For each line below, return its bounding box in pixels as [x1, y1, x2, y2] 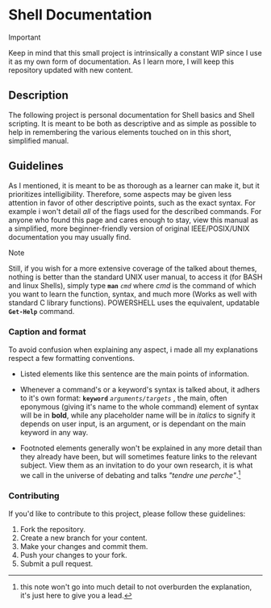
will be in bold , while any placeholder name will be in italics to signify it [19, 410, 256, 420]
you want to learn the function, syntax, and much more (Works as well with [8, 289, 257, 299]
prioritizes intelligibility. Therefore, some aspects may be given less [8, 189, 232, 199]
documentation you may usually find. [8, 232, 131, 241]
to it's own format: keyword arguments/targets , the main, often [19, 393, 227, 403]
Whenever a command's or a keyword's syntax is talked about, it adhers [19, 384, 261, 394]
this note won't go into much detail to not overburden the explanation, [19, 581, 252, 591]
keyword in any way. [19, 427, 89, 437]
